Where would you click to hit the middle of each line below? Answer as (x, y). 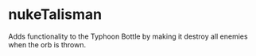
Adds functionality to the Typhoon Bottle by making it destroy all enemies (128, 36)
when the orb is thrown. (47, 44)
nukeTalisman (55, 15)
